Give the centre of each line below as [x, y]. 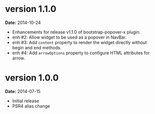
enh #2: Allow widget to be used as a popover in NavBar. [69, 37]
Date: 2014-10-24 [23, 23]
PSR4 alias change [31, 106]
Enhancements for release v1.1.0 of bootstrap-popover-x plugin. [76, 32]
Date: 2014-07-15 [23, 91]
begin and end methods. [37, 47]
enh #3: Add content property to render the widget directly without [79, 42]
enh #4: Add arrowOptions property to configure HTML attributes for [81, 53]
